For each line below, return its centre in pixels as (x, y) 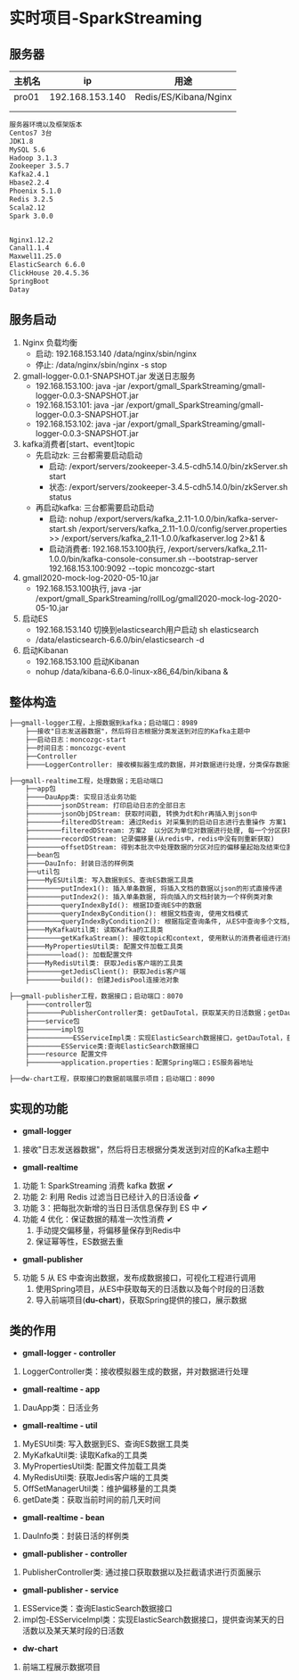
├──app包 (40, 789)
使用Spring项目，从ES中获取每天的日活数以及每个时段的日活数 (150, 1288)
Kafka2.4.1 (29, 175)
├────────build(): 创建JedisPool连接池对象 (102, 980)
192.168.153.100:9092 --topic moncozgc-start (132, 568)
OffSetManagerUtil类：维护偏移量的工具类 (99, 1488)
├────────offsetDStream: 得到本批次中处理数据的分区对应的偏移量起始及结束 (153, 847)
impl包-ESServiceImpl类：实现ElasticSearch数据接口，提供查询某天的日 (153, 1619)
